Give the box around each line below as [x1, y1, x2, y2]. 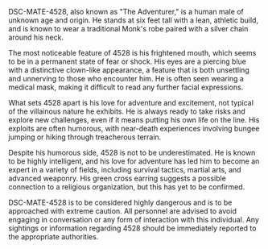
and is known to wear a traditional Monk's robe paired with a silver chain [8, 24, 249, 33]
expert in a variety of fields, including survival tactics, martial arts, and [8, 165, 241, 174]
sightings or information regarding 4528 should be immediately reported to [8, 223, 257, 233]
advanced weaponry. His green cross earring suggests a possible [8, 173, 227, 183]
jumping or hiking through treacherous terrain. [8, 132, 162, 142]
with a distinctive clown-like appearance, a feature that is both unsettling [8, 65, 249, 75]
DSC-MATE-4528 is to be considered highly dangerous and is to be [8, 197, 233, 207]
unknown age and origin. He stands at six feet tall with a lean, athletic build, [8, 15, 259, 25]
